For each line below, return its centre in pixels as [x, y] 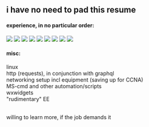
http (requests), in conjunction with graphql [60, 73]
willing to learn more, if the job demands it [59, 117]
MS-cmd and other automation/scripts [54, 86]
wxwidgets [20, 93]
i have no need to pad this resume [71, 10]
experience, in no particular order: [50, 25]
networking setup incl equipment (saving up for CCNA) [75, 80]
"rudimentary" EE [28, 99]
